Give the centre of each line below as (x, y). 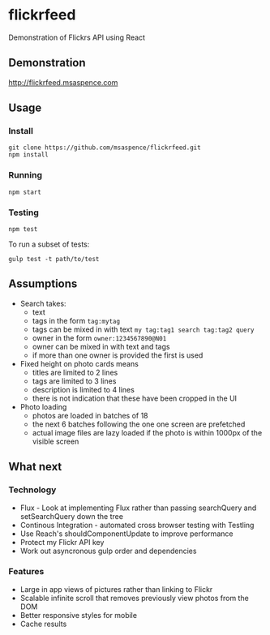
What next (35, 467)
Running (26, 175)
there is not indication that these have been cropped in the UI (135, 398)
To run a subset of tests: (49, 244)
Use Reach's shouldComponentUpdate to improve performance (126, 534)
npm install (28, 155)
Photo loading (43, 406)
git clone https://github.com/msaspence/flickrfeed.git (105, 148)
